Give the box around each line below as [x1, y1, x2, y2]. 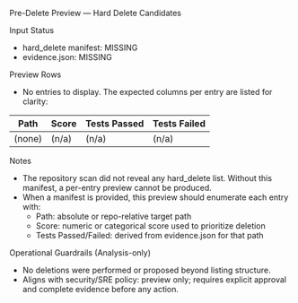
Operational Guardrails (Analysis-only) [9, 247, 151, 258]
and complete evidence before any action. [22, 284, 180, 294]
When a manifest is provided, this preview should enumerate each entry [22, 192, 289, 203]
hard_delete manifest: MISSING [22, 42, 138, 53]
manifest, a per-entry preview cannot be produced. [22, 183, 213, 193]
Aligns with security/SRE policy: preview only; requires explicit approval [22, 274, 287, 285]
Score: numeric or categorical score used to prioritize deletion [35, 221, 267, 231]
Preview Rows [9, 69, 62, 80]
